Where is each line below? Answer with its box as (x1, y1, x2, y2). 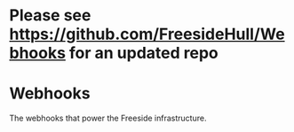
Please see (9, 5, 91, 26)
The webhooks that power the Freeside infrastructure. (9, 113, 207, 124)
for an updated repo (68, 43, 219, 63)
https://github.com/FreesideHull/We (9, 24, 286, 44)
